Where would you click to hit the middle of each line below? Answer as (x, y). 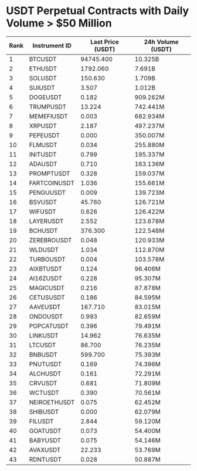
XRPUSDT (43, 126)
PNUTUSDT (45, 364)
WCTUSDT (44, 392)
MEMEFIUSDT (49, 116)
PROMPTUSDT (50, 173)
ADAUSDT (43, 164)
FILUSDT (41, 421)
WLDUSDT (44, 249)
